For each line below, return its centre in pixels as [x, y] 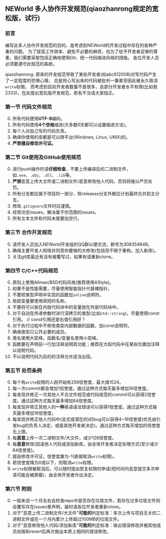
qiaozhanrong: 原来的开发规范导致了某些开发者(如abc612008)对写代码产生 [81, 74]
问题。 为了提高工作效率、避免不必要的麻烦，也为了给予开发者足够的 [83, 51]
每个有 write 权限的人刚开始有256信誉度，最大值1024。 [68, 382]
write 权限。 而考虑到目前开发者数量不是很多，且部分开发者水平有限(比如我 [81, 87]
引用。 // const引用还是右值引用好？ [49, 319]
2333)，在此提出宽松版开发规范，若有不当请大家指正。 [61, 92]
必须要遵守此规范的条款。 [31, 64]
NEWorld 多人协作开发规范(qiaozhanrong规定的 [79, 9]
